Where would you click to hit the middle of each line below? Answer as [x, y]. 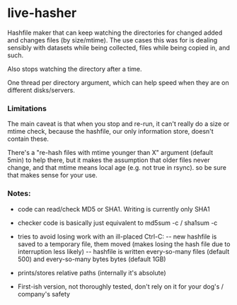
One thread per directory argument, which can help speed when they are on [118, 82]
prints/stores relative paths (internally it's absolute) [92, 272]
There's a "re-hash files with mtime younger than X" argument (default [110, 153]
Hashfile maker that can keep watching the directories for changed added [115, 33]
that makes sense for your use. [52, 175]
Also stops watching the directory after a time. [75, 69]
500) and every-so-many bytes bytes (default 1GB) [92, 259]
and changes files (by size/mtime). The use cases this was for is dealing [112, 40]
